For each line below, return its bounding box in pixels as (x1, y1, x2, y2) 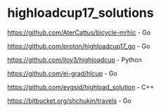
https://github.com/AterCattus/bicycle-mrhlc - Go (7, 28, 151, 37)
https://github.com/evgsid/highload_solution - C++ (7, 82, 155, 91)
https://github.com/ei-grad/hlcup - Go (7, 69, 117, 77)
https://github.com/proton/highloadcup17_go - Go (7, 42, 150, 50)
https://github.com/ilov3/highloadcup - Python (7, 55, 143, 64)
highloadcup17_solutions (7, 5, 154, 21)
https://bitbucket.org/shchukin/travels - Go (7, 97, 131, 105)
